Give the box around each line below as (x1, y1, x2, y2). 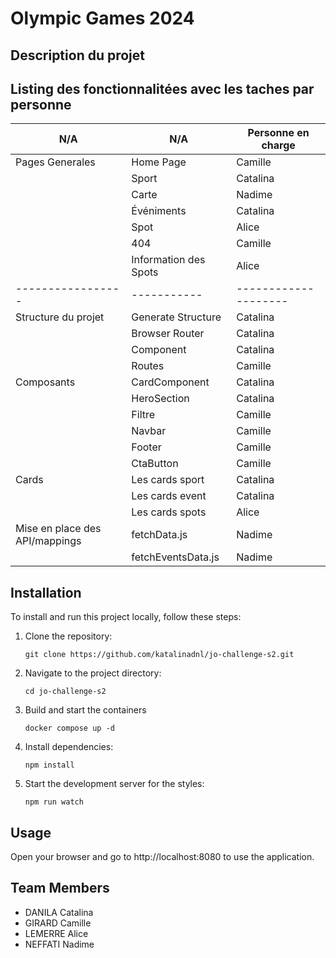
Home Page (131, 155, 187, 169)
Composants (15, 375, 76, 389)
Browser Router (131, 327, 205, 341)
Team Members (10, 880, 110, 897)
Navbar (131, 424, 167, 438)
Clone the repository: (24, 630, 113, 642)
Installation (10, 584, 82, 601)
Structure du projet (15, 310, 105, 324)
